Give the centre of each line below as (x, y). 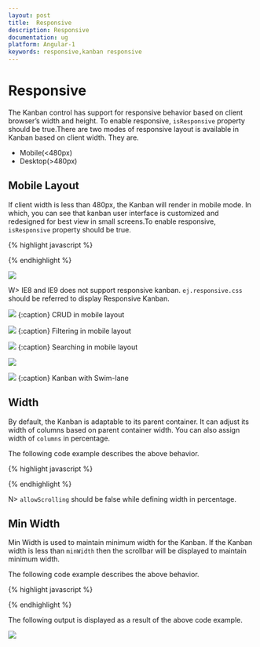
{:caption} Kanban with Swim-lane (73, 378)
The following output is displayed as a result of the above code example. (126, 620)
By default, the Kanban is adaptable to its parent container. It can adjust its (129, 422)
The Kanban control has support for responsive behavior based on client (126, 112)
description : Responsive (49, 30)
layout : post (29, 15)
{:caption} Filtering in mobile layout (75, 331)
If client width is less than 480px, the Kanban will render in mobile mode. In (130, 204)
